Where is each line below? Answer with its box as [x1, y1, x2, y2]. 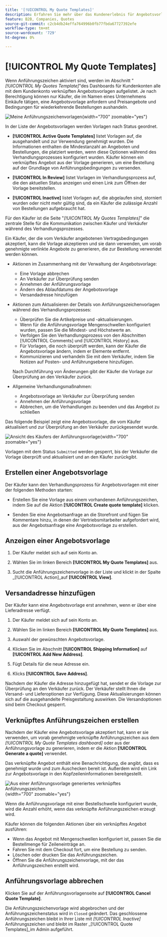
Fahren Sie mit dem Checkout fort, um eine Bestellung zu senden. [12, 847, 147, 853]
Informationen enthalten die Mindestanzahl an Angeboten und [12, 143, 140, 150]
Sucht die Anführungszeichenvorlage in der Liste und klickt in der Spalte [12, 569, 161, 575]
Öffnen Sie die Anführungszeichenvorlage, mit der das [12, 857, 124, 863]
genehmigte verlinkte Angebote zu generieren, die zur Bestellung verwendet [5, 245, 162, 252]
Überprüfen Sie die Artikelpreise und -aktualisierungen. [19, 316, 133, 322]
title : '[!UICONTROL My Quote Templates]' [5, 7, 94, 12]
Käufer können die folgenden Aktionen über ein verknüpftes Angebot [5, 821, 147, 827]
